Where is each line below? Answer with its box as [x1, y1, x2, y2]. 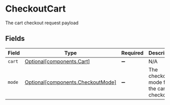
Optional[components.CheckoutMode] [24, 79, 116, 86]
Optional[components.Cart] [24, 58, 90, 65]
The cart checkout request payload [5, 20, 79, 26]
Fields [5, 34, 25, 43]
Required [121, 49, 144, 56]
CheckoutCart [5, 3, 66, 15]
